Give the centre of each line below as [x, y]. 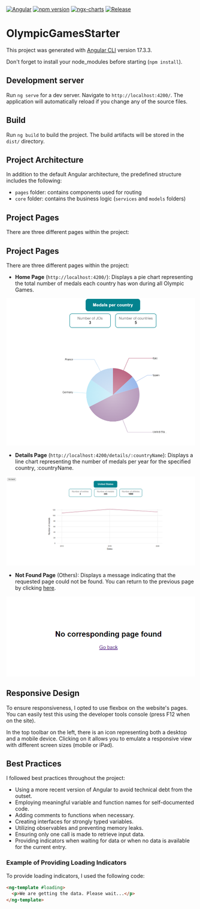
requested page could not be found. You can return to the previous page [104, 581]
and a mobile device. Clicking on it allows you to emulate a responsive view [99, 739]
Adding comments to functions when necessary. [75, 815]
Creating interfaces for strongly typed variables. [74, 821]
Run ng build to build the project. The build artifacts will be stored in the [95, 134]
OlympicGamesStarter [63, 34]
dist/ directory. [25, 141]
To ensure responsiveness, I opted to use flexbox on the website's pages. [97, 707]
